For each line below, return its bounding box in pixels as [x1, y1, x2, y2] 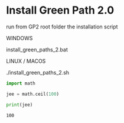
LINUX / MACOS [6, 57, 46, 64]
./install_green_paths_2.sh [6, 69, 70, 76]
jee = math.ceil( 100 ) [6, 91, 60, 97]
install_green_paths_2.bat [6, 46, 68, 53]
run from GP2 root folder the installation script [6, 23, 118, 30]
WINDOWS [6, 34, 33, 41]
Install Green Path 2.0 [6, 4, 115, 17]
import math [6, 80, 35, 86]
